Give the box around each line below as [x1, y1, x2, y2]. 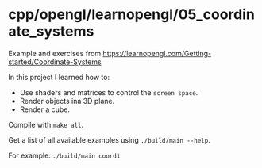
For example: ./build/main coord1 [8, 151, 121, 160]
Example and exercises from [8, 48, 102, 58]
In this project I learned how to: [8, 72, 110, 82]
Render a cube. [19, 105, 70, 114]
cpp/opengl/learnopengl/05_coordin [8, 6, 256, 24]
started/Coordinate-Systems [8, 57, 102, 67]
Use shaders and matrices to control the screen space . [19, 87, 198, 97]
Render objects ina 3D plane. [19, 96, 115, 105]
